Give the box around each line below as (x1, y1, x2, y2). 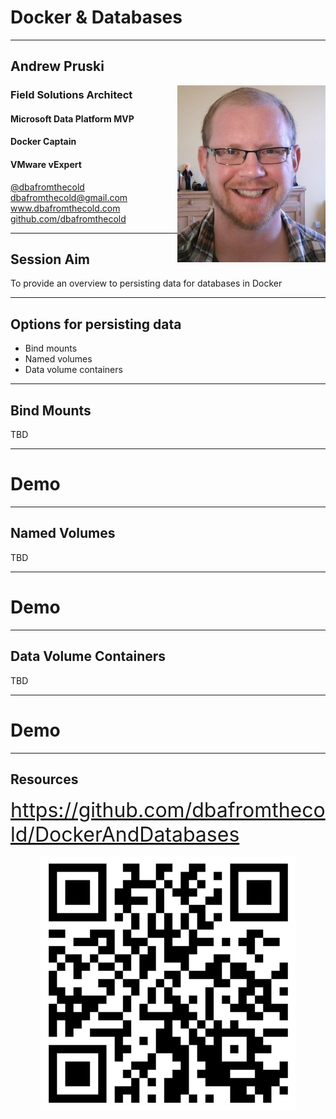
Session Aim (10, 251, 90, 268)
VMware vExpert (10, 159, 82, 171)
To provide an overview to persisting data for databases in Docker (10, 277, 283, 290)
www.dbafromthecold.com (10, 202, 121, 214)
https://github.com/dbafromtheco (10, 797, 326, 823)
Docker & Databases (10, 6, 183, 29)
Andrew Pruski (10, 58, 105, 75)
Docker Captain (10, 136, 77, 148)
